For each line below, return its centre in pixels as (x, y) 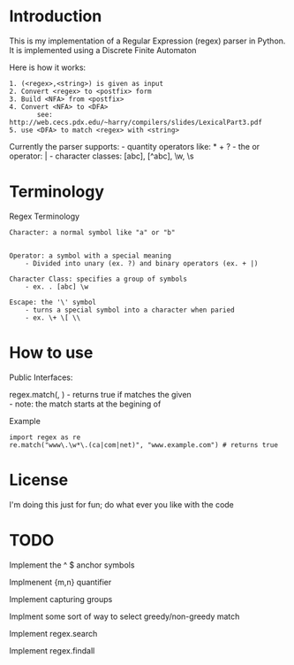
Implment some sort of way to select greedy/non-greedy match (124, 616)
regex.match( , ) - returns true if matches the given (100, 394)
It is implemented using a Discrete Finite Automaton (103, 50)
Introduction (56, 16)
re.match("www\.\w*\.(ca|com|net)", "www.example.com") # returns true (143, 445)
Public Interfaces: (41, 377)
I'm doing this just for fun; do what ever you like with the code (121, 504)
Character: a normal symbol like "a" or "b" (92, 232)
